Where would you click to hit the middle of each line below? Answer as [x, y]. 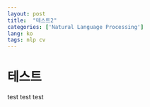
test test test [25, 97]
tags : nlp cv [27, 40]
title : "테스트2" [32, 20]
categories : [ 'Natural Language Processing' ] [75, 27]
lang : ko [20, 33]
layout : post [27, 14]
